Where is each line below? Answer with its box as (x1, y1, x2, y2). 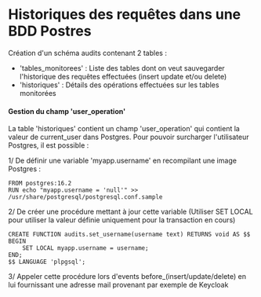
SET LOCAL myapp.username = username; (22, 244, 149, 252)
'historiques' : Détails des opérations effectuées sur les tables (19, 80, 219, 90)
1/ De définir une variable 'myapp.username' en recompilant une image (8, 156, 237, 166)
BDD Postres (8, 22, 92, 40)
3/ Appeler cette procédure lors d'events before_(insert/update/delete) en (8, 272, 247, 281)
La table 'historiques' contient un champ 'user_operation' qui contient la (8, 124, 241, 134)
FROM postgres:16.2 (8, 179, 72, 188)
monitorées (19, 88, 56, 97)
